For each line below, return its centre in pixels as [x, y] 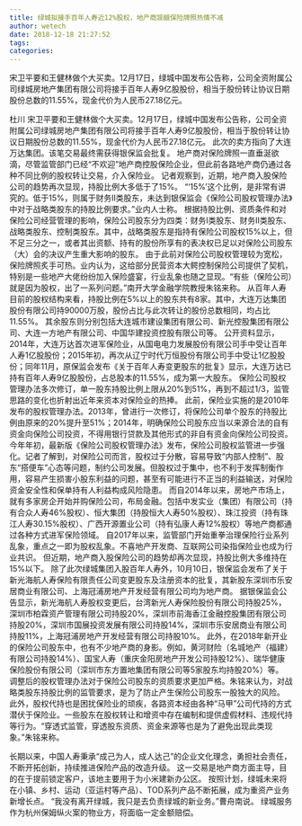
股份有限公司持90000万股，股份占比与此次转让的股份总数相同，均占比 [140, 310]
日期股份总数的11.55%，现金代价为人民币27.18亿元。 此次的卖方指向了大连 [154, 142]
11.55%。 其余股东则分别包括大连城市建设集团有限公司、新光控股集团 [138, 322]
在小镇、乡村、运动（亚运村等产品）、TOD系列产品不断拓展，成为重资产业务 [150, 790]
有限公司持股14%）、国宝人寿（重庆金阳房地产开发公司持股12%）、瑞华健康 [147, 659]
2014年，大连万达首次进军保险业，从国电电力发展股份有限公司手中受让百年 [148, 344]
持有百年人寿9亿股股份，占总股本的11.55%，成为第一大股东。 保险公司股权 [148, 377]
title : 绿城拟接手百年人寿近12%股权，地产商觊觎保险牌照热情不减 [116, 18]
